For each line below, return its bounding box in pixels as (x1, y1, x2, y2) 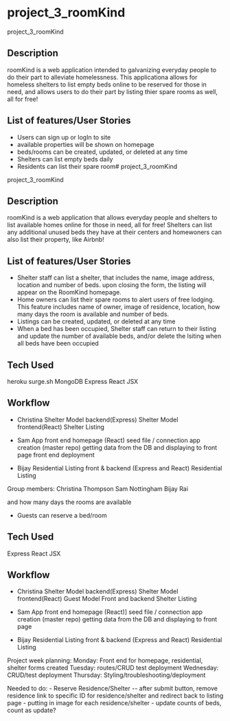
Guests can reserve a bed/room (16, 511, 108, 519)
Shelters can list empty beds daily (16, 154, 113, 163)
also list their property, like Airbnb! (7, 236, 104, 244)
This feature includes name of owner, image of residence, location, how (16, 303, 220, 311)
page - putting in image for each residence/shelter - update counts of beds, (7, 699, 222, 707)
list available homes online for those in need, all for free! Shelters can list (7, 221, 213, 229)
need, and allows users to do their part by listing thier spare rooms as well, (7, 87, 218, 95)
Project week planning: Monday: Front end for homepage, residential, (7, 656, 203, 665)
